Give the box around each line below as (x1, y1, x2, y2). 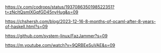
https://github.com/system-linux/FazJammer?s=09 (5, 33, 108, 39)
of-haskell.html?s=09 (5, 24, 48, 29)
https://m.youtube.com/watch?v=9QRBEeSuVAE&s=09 (5, 42, 116, 48)
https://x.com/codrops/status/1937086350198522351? (5, 4, 115, 10)
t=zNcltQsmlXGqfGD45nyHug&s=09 (5, 9, 79, 15)
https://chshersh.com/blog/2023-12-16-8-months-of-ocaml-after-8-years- (5, 19, 156, 24)
